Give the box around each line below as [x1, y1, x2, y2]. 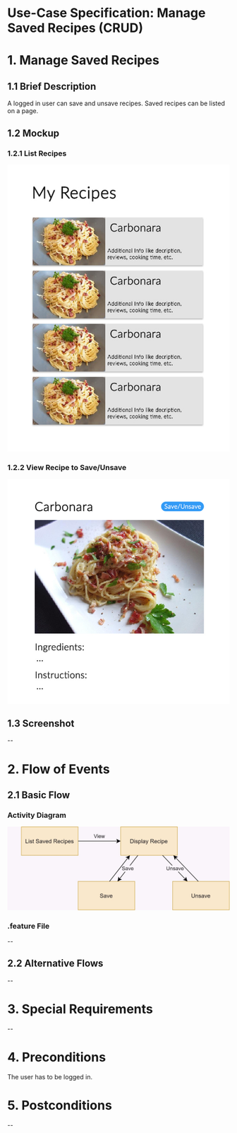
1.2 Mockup [7, 127, 60, 139]
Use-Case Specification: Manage [7, 5, 206, 21]
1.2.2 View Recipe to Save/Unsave [7, 462, 127, 472]
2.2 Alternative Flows [7, 958, 104, 970]
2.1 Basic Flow [7, 789, 71, 801]
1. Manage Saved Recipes [7, 52, 160, 69]
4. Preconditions [7, 1049, 107, 1065]
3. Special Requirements [7, 1002, 153, 1017]
